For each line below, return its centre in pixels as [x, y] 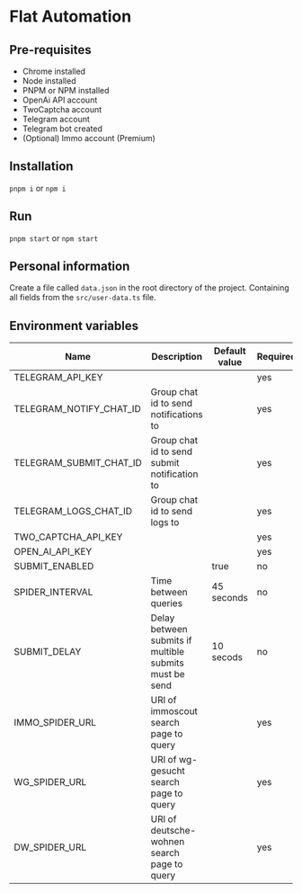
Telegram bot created [62, 129]
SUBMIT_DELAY [48, 652]
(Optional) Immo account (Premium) [89, 138]
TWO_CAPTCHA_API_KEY [68, 537]
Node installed [49, 81]
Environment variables [74, 326]
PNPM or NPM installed [66, 90]
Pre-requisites [50, 50]
